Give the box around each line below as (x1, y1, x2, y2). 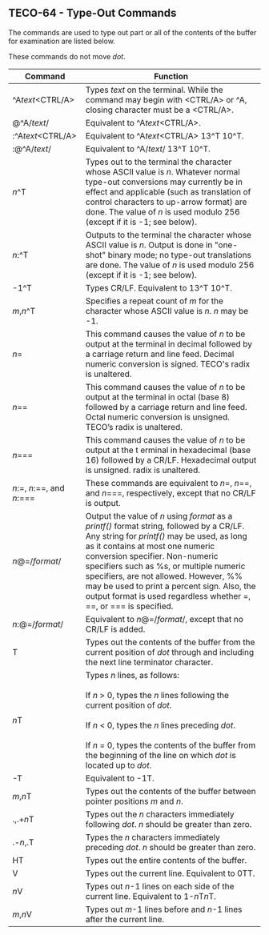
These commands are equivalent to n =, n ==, (85, 477, 252, 488)
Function (154, 70, 189, 82)
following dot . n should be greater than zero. (85, 818, 252, 829)
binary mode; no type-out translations (107, 249, 252, 260)
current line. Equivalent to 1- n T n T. (85, 890, 216, 901)
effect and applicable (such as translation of (85, 186, 251, 197)
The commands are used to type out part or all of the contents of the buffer (8, 27, 257, 37)
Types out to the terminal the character (85, 156, 232, 167)
